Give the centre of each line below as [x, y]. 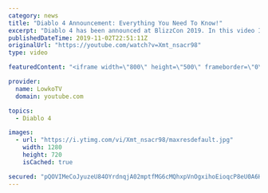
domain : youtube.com [49, 96]
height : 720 [42, 155]
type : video [28, 53]
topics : [21, 111]
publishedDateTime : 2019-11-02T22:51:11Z [78, 38]
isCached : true [48, 162]
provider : [25, 81]
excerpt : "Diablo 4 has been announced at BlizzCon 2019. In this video [132, 30]
